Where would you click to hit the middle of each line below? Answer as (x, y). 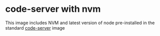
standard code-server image (35, 28)
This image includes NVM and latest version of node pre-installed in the (80, 23)
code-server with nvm (53, 9)
